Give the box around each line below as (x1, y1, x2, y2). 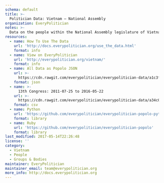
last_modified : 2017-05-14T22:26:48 (5, 134, 80, 139)
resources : (5, 35, 27, 40)
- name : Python (9, 107, 41, 112)
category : (5, 143, 25, 148)
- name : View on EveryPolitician (9, 52, 78, 58)
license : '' (5, 139, 29, 144)
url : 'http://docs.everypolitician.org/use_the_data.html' (14, 43, 137, 48)
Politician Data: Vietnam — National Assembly (9, 16, 106, 21)
